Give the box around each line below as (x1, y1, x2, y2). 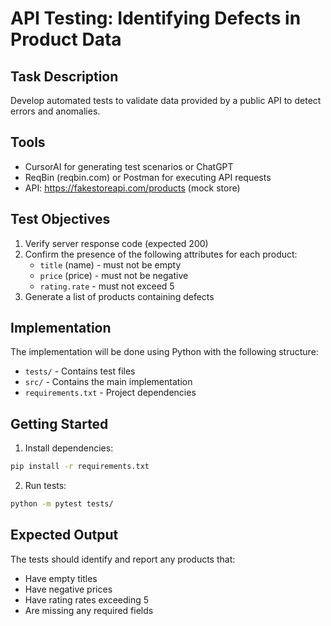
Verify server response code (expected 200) (24, 237, 209, 249)
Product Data (10, 28, 122, 51)
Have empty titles (24, 572, 98, 584)
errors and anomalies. (10, 105, 101, 117)
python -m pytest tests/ (10, 499, 114, 509)
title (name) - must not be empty (39, 258, 182, 271)
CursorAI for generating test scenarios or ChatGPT (24, 160, 234, 172)
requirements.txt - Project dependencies (24, 387, 197, 399)
